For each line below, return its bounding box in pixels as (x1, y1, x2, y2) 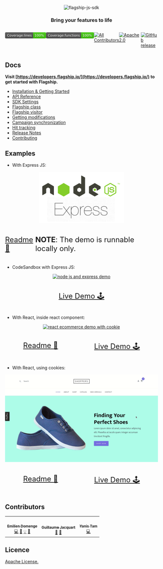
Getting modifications (12, 115, 55, 120)
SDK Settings (12, 99, 39, 105)
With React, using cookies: (12, 365, 65, 371)
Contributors (5, 503, 45, 511)
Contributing (12, 135, 37, 141)
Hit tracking (12, 125, 35, 131)
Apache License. (5, 559, 39, 565)
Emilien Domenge (7, 524, 38, 529)
